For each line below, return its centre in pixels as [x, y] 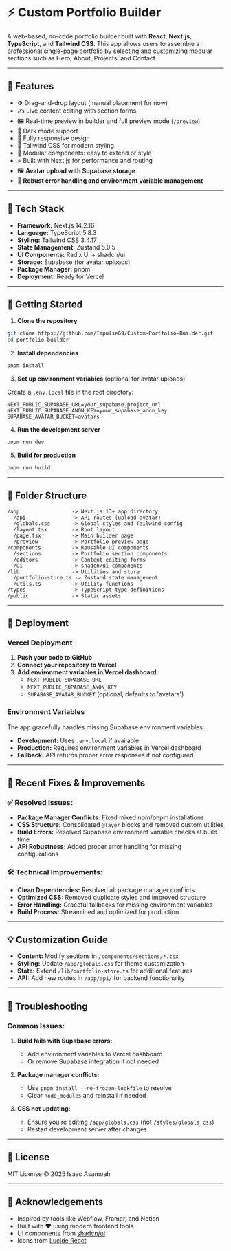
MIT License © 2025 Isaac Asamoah [59, 1174]
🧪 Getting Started [45, 304]
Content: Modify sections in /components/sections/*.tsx [98, 956]
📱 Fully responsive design [54, 138]
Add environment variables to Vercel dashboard [95, 1054]
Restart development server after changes [87, 1129]
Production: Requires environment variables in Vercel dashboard [109, 748]
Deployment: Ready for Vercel [60, 276]
